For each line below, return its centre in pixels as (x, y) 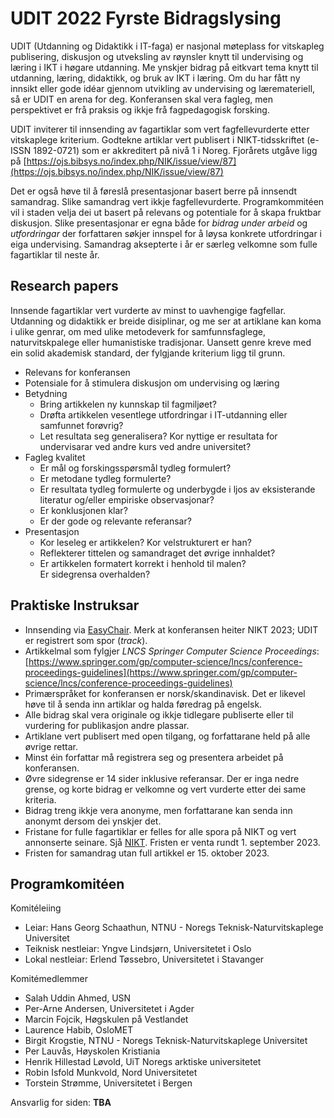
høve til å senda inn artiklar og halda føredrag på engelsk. (143, 704)
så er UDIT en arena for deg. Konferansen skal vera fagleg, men (141, 99)
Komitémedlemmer (49, 979)
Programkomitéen (67, 883)
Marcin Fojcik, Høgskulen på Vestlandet (106, 1019)
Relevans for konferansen (77, 372)
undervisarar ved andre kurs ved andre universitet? (145, 446)
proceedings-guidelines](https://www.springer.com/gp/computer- (161, 672)
